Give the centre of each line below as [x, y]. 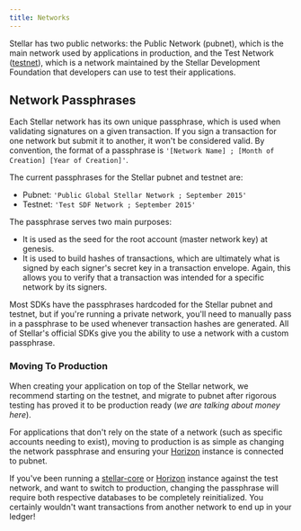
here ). [20, 414]
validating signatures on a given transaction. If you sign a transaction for [143, 131]
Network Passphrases [73, 100]
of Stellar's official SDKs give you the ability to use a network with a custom [149, 333]
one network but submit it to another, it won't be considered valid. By [137, 141]
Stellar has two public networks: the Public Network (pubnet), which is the [147, 43]
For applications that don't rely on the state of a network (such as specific [146, 432]
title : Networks [40, 18]
